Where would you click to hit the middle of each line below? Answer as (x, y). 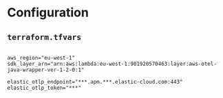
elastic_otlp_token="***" (44, 88)
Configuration (48, 13)
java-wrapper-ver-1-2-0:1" (46, 70)
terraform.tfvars (44, 37)
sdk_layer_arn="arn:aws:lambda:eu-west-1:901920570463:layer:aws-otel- (112, 64)
